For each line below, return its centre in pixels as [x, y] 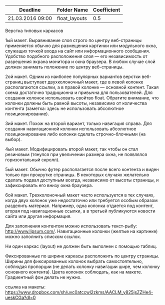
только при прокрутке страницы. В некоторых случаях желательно [77, 175]
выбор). [13, 139]
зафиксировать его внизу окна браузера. [49, 185]
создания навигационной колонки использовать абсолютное [71, 129]
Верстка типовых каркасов [34, 30]
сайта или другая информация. [38, 216]
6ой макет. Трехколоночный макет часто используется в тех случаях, [80, 195]
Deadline [30, 10]
